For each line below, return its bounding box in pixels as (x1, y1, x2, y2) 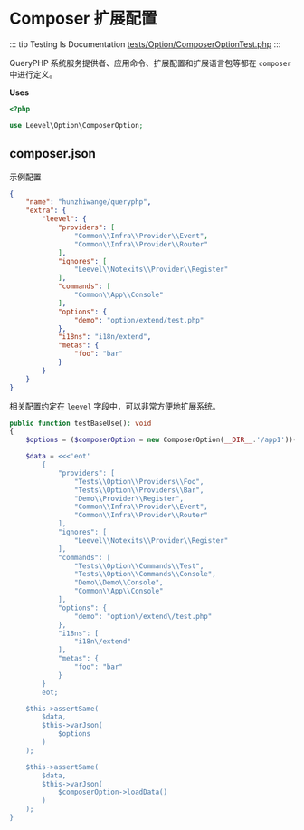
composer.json (9, 146, 97, 161)
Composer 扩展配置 (9, 8, 157, 29)
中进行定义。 (9, 69, 57, 80)
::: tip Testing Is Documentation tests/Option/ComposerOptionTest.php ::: (9, 38, 281, 50)
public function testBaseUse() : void (9, 419, 152, 428)
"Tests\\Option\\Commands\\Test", (73, 561, 204, 571)
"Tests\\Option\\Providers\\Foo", (73, 477, 204, 486)
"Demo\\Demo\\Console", (73, 578, 165, 587)
